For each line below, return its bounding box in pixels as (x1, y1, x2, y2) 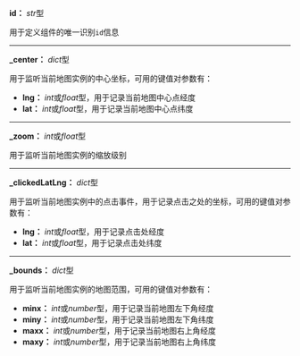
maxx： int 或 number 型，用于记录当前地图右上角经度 (21, 326, 216, 335)
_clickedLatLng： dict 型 (9, 177, 98, 188)
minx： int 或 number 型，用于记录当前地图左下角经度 (21, 303, 214, 313)
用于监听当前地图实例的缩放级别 (9, 150, 127, 160)
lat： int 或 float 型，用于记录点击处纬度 (21, 238, 162, 248)
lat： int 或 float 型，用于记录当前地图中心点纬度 (21, 104, 194, 114)
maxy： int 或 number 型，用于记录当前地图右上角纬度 (21, 336, 217, 347)
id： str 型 (9, 8, 45, 18)
